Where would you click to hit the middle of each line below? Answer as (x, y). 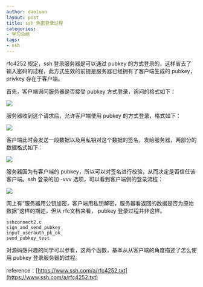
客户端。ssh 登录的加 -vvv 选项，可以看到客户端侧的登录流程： (85, 179)
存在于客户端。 (45, 79)
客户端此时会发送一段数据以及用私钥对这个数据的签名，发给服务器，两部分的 (101, 140)
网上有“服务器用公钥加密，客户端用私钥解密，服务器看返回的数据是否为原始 (100, 203)
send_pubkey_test (28, 238)
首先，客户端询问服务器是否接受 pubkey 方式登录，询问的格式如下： (91, 91)
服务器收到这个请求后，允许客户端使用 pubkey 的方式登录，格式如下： (94, 115)
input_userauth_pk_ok (34, 233)
